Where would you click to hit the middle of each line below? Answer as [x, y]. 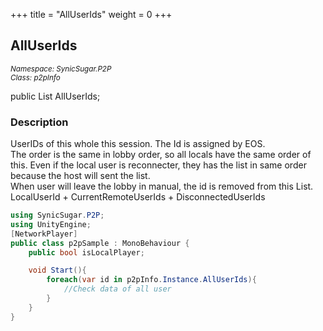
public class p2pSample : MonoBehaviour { [100, 243]
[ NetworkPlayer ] [44, 234]
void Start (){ [57, 270]
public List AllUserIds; [55, 96]
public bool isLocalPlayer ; [86, 252]
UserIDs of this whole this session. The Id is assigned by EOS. [138, 144]
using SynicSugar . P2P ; [57, 215]
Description [39, 122]
